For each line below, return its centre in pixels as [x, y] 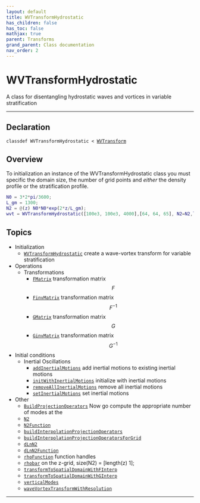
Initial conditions [35, 355]
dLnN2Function [41, 450]
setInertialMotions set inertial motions [81, 393]
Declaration [28, 127]
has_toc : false [25, 28]
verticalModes [41, 482]
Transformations [44, 272]
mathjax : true [24, 34]
